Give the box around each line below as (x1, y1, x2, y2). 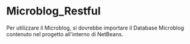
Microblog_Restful (6, 4, 101, 18)
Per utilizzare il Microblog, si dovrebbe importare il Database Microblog (6, 24, 184, 31)
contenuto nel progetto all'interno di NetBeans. (6, 30, 123, 37)
